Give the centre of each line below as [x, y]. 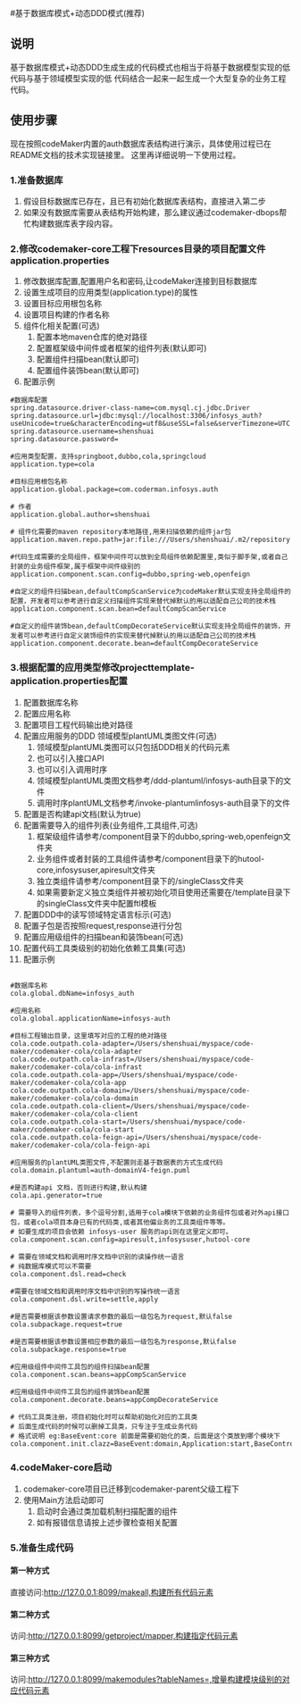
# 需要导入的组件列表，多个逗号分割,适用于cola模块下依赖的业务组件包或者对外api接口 [150, 1213]
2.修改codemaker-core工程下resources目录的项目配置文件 [138, 248]
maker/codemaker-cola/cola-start [72, 1129]
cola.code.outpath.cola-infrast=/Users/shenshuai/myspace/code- [132, 1059]
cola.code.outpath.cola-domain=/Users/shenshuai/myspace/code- [130, 1090]
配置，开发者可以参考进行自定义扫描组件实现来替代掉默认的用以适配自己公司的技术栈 [143, 601]
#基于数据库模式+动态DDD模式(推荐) [78, 13]
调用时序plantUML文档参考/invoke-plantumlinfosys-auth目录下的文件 [163, 803]
